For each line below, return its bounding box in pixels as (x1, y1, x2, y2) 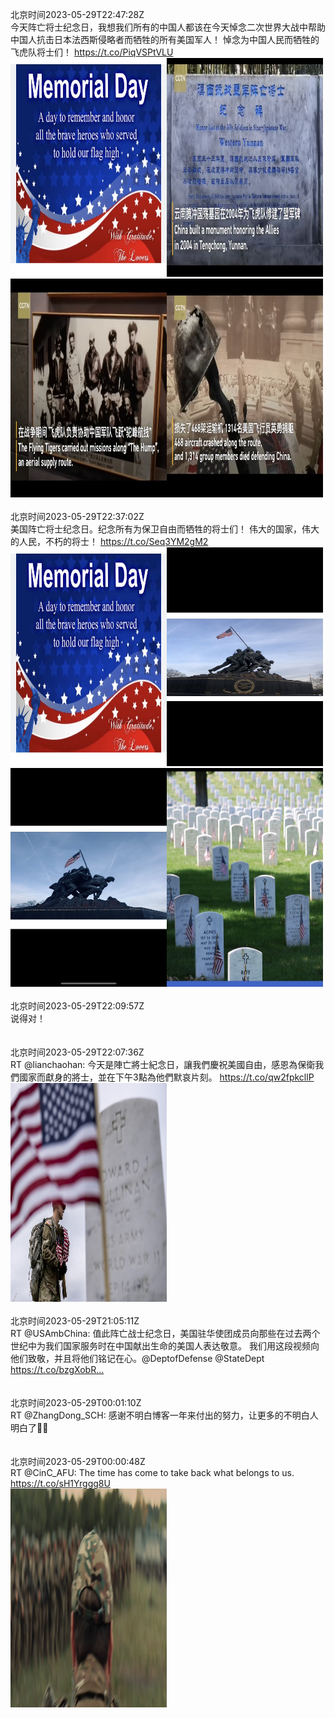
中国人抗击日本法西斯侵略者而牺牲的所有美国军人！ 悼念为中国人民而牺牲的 (10, 34, 320, 45)
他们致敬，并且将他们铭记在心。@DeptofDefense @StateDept (10, 1353, 265, 1364)
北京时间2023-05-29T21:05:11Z (10, 1315, 140, 1327)
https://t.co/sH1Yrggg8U (10, 1478, 111, 1489)
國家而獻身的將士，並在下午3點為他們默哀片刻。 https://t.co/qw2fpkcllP (18, 1071, 315, 1083)
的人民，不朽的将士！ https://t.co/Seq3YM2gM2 (10, 536, 209, 547)
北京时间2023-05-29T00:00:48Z (10, 1456, 146, 1467)
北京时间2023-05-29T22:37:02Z (10, 511, 145, 522)
